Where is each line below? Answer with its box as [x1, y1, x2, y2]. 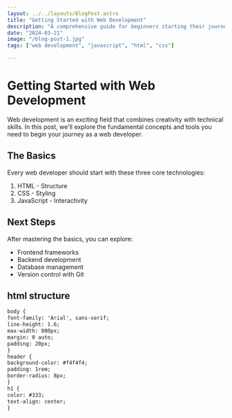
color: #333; [7, 391, 45, 399]
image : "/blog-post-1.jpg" [7, 36, 85, 43]
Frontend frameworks [17, 248, 79, 256]
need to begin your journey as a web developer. [7, 130, 143, 138]
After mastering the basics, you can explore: [7, 235, 133, 243]
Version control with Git [17, 270, 84, 278]
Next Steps [7, 217, 56, 228]
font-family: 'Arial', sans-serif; [7, 315, 110, 321]
